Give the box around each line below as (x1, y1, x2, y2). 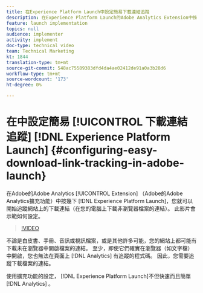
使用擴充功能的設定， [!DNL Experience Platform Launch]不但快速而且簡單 (6, 272, 192, 280)
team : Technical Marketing (6, 48, 74, 54)
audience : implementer (6, 31, 63, 37)
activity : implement (6, 37, 59, 43)
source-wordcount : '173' (6, 76, 69, 82)
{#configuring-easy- (51, 143, 158, 157)
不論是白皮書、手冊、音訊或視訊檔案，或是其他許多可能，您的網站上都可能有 (6, 237, 197, 244)
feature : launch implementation (6, 20, 88, 26)
